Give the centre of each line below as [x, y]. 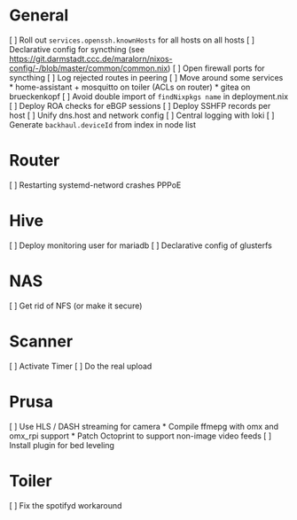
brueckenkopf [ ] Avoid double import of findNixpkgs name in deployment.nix [149, 96]
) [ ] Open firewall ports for [216, 68]
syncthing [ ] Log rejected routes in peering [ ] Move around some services [146, 77]
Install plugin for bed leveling [62, 445]
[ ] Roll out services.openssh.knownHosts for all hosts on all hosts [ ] [132, 40]
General [39, 16]
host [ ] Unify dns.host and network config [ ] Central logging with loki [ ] [142, 115]
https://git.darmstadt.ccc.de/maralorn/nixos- [91, 58]
